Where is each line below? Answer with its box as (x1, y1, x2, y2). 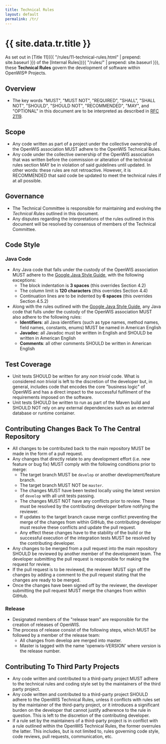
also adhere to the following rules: (12, 314, 82, 320)
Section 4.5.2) (19, 298, 49, 304)
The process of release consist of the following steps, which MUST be (12, 627, 156, 633)
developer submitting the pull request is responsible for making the (12, 556, 150, 562)
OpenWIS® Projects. (5, 70, 47, 76)
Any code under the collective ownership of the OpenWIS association (12, 151, 155, 157)
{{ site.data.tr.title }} (5, 38, 91, 49)
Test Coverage (5, 360, 52, 368)
